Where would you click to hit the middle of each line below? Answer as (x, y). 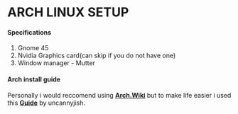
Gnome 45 (33, 48)
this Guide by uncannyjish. (47, 103)
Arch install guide (34, 79)
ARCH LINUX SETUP (68, 12)
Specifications (29, 32)
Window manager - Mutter (56, 63)
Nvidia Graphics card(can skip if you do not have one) (97, 56)
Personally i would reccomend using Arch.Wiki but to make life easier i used (119, 95)
